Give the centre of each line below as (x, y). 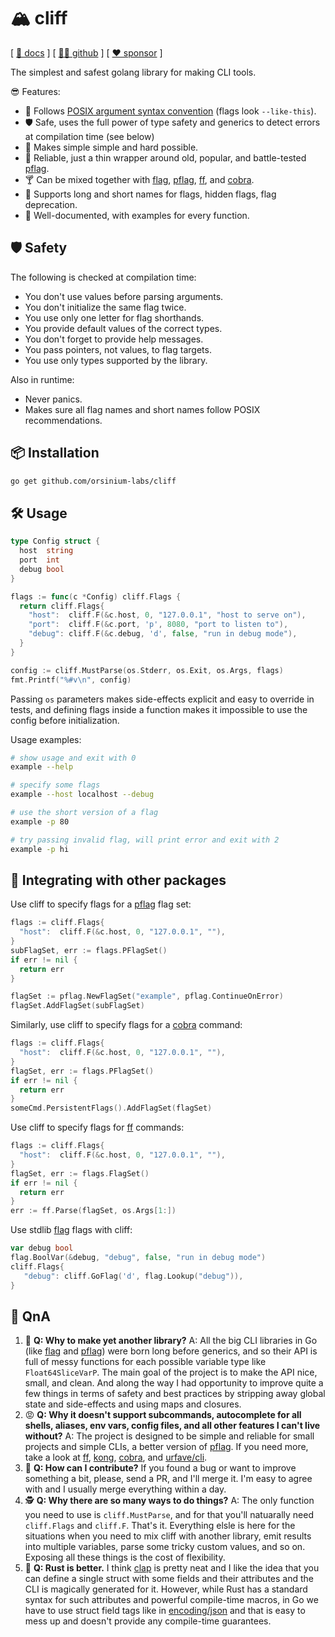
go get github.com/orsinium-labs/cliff (93, 481)
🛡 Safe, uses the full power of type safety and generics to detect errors (172, 122)
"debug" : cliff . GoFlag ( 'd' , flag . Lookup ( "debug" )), (133, 1276)
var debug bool (42, 1248)
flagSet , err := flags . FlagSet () (80, 1173)
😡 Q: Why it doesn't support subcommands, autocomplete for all (163, 1415)
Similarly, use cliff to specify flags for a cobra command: (126, 1025)
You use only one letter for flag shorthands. (114, 317)
